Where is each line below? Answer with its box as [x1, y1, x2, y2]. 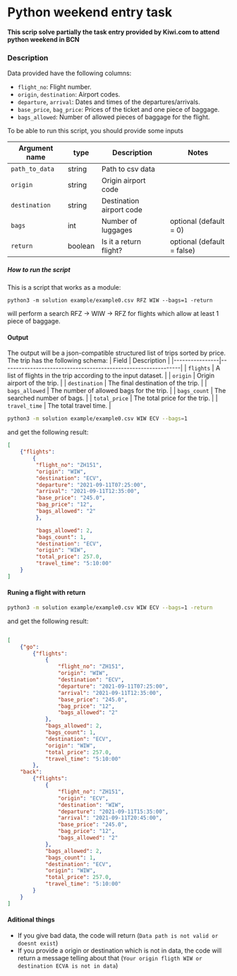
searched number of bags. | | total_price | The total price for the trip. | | [7, 394, 218, 402]
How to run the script [7, 265, 71, 273]
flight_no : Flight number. [17, 83, 92, 91]
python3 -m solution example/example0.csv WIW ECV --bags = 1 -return [7, 603, 213, 611]
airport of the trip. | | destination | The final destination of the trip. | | [7, 379, 207, 387]
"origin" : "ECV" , [57, 795, 109, 802]
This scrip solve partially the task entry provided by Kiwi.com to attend [7, 28, 220, 36]
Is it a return [101, 237, 141, 246]
